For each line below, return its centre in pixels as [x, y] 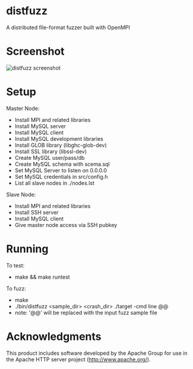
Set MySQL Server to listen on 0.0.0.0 [61, 170]
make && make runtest [42, 277]
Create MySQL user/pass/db [50, 157]
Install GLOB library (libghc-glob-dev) [61, 145]
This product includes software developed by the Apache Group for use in [97, 353]
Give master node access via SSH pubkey [66, 225]
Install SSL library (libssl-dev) [51, 151]
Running [27, 249]
